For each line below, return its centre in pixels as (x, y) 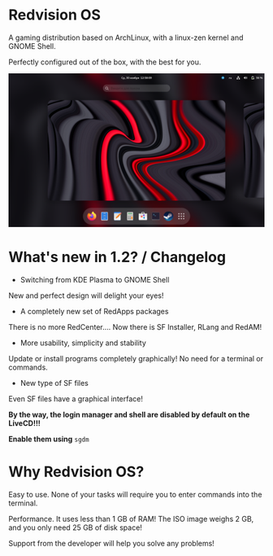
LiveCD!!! (24, 423)
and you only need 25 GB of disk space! (75, 528)
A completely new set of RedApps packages (94, 312)
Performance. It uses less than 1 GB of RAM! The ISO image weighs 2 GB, (131, 519)
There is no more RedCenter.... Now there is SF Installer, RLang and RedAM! (135, 327)
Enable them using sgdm (49, 439)
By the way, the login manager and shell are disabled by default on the (129, 415)
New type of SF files (54, 383)
